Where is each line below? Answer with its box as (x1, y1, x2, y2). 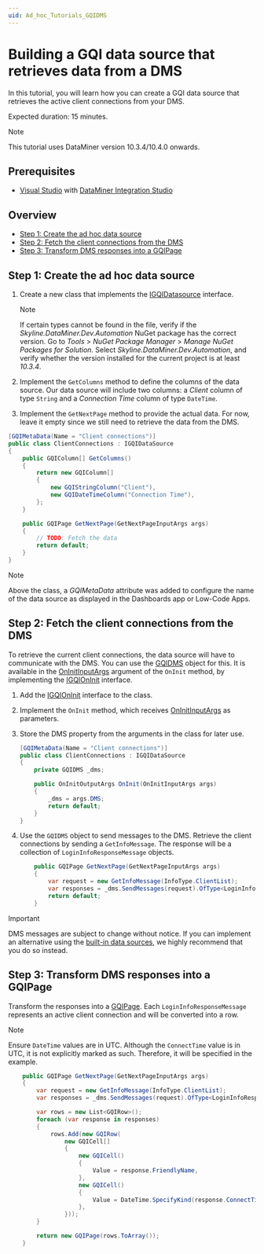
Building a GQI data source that (8, 45, 215, 63)
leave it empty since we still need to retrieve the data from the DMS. (19, 417, 240, 427)
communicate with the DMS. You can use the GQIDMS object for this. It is (8, 658, 246, 668)
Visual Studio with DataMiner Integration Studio (19, 185, 173, 195)
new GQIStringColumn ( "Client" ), (49, 484, 156, 492)
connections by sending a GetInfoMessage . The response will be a (19, 839, 232, 849)
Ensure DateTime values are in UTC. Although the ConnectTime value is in (8, 1040, 241, 1050)
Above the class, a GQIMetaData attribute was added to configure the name (8, 585, 255, 595)
